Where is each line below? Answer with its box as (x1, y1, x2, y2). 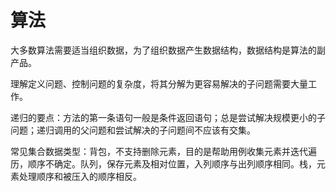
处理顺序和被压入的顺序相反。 (18, 170, 142, 182)
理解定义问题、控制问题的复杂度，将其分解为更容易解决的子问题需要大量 (10, 77, 308, 90)
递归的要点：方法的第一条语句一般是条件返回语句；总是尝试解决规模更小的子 (10, 111, 326, 123)
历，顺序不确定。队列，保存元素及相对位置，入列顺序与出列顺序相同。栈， (10, 157, 317, 170)
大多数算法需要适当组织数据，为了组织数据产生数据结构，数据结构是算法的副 (10, 44, 326, 56)
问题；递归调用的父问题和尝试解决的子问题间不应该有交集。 (10, 124, 256, 136)
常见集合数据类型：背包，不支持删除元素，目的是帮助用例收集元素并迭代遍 (10, 145, 317, 157)
